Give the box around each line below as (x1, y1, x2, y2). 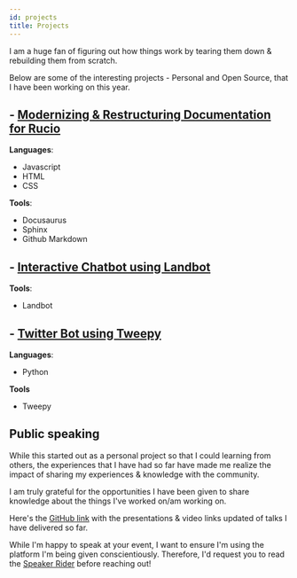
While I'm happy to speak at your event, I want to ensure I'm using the (9, 539, 264, 550)
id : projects (9, 12, 58, 22)
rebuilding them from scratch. (9, 55, 118, 66)
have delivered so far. (9, 522, 89, 533)
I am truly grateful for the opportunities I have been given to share (9, 486, 250, 496)
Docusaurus (21, 215, 67, 226)
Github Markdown (21, 234, 89, 245)
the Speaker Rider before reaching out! (9, 558, 152, 568)
